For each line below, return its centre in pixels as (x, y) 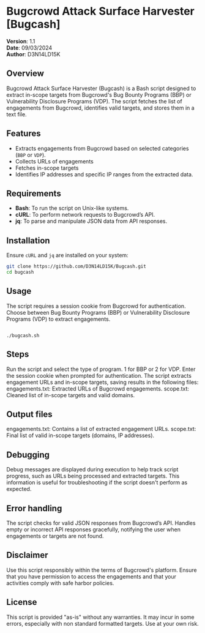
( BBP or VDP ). (30, 155)
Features (24, 134)
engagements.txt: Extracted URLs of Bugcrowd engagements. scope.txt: (98, 388)
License (22, 602)
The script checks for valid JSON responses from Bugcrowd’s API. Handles (101, 523)
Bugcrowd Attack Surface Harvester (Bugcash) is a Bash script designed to (101, 88)
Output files (30, 414)
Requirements (34, 193)
